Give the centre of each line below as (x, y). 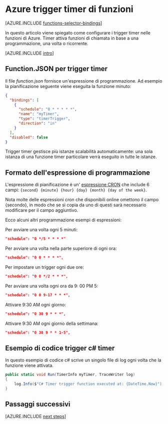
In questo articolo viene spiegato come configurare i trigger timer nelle (78, 33)
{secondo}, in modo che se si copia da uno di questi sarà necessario (76, 205)
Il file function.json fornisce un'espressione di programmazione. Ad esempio (84, 81)
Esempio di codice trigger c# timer (60, 348)
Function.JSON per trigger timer (56, 69)
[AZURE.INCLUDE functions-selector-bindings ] (54, 23)
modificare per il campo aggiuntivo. (42, 210)
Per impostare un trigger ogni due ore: (44, 267)
